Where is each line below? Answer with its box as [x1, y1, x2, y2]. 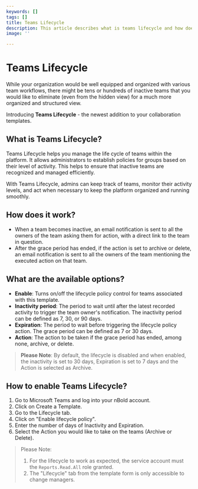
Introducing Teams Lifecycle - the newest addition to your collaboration [6, 111, 181, 118]
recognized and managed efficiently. [6, 169, 95, 176]
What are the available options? [6, 274, 125, 284]
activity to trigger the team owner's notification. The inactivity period [14, 308, 181, 316]
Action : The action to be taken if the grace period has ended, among [14, 334, 182, 341]
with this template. [14, 296, 60, 303]
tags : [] [6, 14, 28, 20]
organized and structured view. [6, 100, 82, 107]
